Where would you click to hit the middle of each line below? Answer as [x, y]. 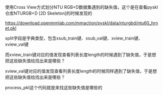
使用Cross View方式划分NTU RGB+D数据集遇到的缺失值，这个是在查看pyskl [81, 7]
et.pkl [11, 28]
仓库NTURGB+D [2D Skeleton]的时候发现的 [48, 13]
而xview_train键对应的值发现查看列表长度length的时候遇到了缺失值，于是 [79, 55]
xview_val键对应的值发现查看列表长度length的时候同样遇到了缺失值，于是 [79, 71]
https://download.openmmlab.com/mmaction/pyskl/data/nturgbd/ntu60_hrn [81, 23]
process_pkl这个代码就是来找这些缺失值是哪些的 [54, 87]
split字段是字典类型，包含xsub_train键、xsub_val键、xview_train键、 [74, 38]
